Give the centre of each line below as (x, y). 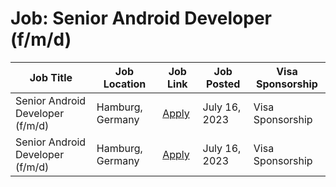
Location (125, 84)
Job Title (51, 77)
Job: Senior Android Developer (141, 18)
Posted (223, 84)
